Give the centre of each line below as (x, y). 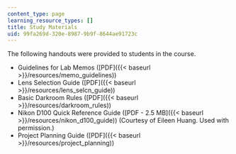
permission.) (36, 128)
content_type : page (36, 14)
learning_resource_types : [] (50, 21)
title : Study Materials (43, 27)
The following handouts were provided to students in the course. (102, 54)
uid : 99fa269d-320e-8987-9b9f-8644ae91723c (73, 34)
